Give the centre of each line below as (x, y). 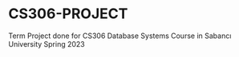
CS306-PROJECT (68, 14)
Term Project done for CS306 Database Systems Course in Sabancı (120, 36)
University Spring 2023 (47, 44)
